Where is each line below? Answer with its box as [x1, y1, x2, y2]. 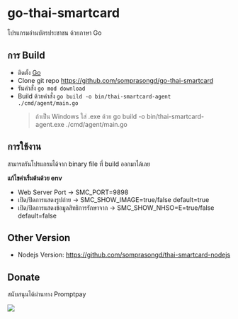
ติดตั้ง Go [17, 68, 41, 77]
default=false [17, 211, 57, 220]
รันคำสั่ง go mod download [17, 84, 86, 92]
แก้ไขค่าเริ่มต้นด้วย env [7, 174, 62, 182]
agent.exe [35, 120, 65, 128]
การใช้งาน [7, 140, 41, 153]
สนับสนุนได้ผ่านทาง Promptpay [7, 290, 86, 298]
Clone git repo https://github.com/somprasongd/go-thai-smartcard [17, 76, 214, 84]
